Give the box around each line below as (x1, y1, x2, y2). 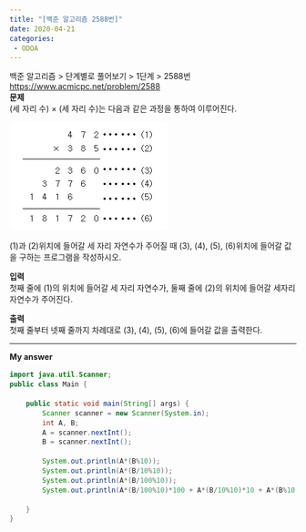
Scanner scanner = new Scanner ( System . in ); (42, 408, 209, 418)
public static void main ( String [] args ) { (25, 399, 189, 408)
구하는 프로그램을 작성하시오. (18, 251, 122, 263)
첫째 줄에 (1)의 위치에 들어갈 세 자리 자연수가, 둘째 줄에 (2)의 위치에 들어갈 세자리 (9, 282, 296, 293)
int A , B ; (42, 418, 79, 427)
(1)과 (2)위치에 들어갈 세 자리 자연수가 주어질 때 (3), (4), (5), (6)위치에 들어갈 (9, 240, 282, 251)
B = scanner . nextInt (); (42, 437, 132, 446)
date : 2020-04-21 (9, 24, 76, 34)
